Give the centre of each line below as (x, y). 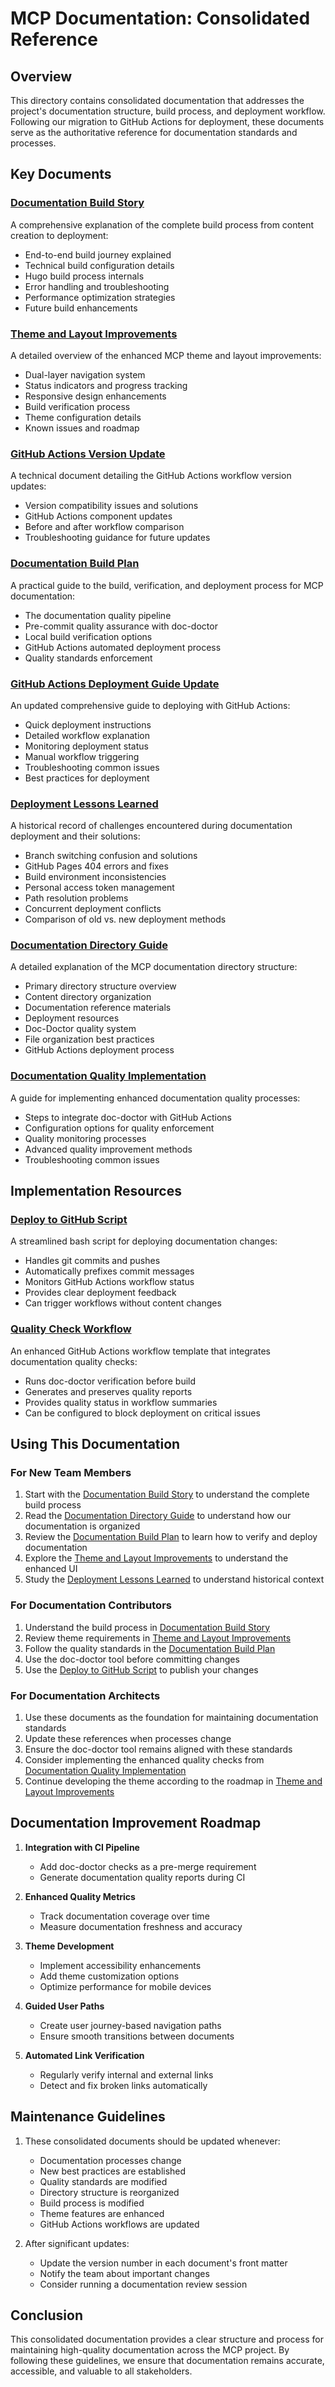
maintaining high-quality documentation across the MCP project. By (150, 2350)
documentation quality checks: (74, 1361)
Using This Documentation (95, 1444)
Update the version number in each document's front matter (163, 2263)
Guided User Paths (64, 2006)
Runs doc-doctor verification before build (110, 1381)
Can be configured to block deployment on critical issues (142, 1413)
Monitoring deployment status (86, 746)
